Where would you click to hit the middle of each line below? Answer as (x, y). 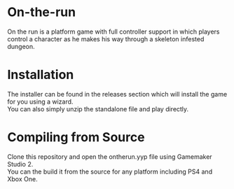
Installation (41, 75)
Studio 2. (20, 164)
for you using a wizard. (40, 101)
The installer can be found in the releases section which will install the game (117, 94)
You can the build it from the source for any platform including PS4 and (110, 171)
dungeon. (21, 46)
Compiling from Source (76, 138)
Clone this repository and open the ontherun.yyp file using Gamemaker (110, 156)
